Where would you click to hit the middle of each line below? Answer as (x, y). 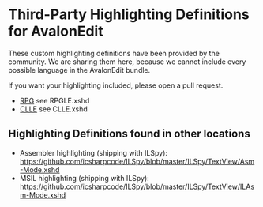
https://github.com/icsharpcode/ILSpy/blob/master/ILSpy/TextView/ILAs (137, 186)
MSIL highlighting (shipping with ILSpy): (85, 178)
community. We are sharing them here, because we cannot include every (127, 62)
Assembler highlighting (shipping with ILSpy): (94, 152)
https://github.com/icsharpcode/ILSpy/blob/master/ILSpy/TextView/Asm (137, 161)
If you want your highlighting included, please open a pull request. (116, 85)
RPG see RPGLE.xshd (54, 100)
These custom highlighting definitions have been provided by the (114, 53)
